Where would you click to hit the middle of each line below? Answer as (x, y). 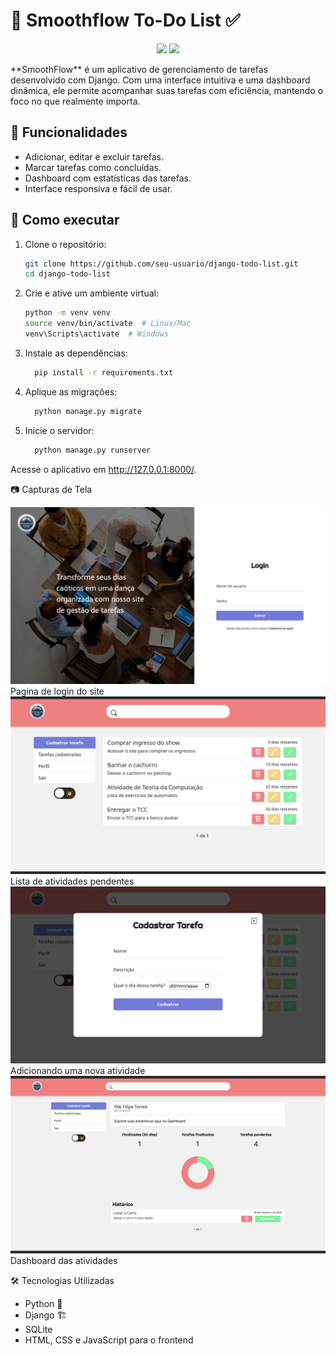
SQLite (38, 1329)
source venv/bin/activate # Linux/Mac (108, 324)
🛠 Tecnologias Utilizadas (62, 1280)
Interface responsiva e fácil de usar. (98, 188)
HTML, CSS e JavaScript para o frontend (109, 1340)
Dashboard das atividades (64, 1260)
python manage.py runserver (93, 450)
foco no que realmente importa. (75, 101)
